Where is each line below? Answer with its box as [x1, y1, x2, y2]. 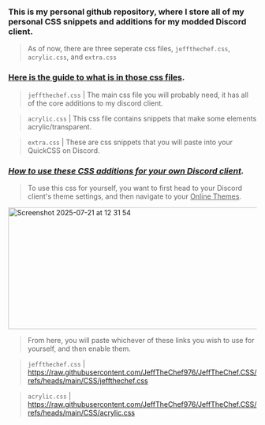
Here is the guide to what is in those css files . [8, 72, 185, 83]
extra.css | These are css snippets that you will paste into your [27, 137, 233, 147]
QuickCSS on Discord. [27, 145, 100, 155]
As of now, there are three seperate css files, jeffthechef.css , [27, 44, 231, 54]
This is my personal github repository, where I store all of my [8, 6, 244, 17]
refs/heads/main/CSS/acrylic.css [27, 408, 136, 417]
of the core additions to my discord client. [27, 98, 163, 108]
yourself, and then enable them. [27, 344, 132, 353]
